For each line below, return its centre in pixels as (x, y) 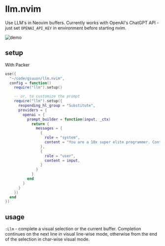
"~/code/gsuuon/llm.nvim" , (37, 78)
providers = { (33, 110)
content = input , (62, 160)
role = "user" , (60, 156)
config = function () (30, 83)
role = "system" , (62, 138)
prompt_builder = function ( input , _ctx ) (69, 119)
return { (40, 124)
